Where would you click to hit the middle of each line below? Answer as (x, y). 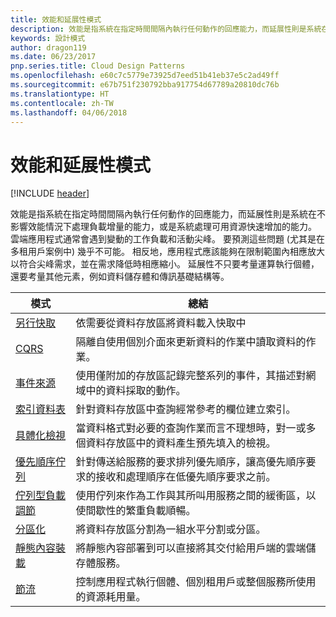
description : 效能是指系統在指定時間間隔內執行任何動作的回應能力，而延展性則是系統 (166, 29)
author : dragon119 (48, 47)
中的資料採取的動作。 (136, 391)
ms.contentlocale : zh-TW (62, 103)
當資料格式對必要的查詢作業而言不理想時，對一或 (191, 428)
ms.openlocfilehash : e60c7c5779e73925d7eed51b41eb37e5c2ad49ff (145, 76)
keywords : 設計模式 (48, 38)
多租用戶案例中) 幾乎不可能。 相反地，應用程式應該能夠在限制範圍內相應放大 (167, 252)
